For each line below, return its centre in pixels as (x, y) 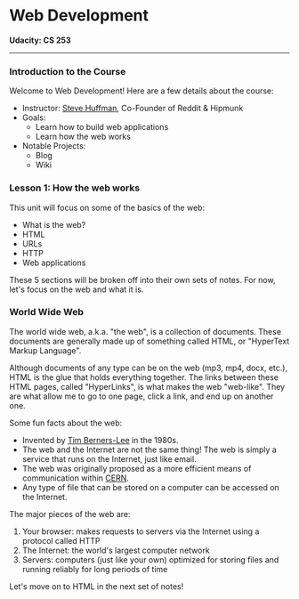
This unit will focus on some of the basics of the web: (107, 207)
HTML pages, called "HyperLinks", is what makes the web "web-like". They (147, 386)
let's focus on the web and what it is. (77, 289)
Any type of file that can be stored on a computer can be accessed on (151, 487)
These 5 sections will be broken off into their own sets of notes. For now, (142, 279)
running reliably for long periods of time (95, 569)
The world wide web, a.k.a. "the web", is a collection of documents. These (145, 331)
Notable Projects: (54, 146)
